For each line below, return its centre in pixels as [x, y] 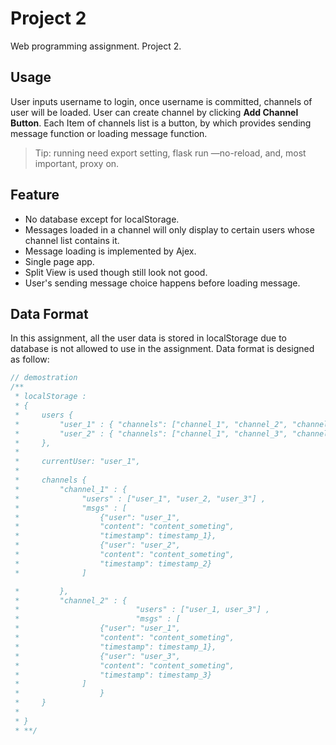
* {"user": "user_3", [98, 656]
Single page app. [59, 261]
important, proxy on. [77, 163]
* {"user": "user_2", [98, 545]
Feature [35, 195]
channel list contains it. [72, 240]
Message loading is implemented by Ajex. [110, 251]
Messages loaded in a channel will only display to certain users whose [169, 229]
